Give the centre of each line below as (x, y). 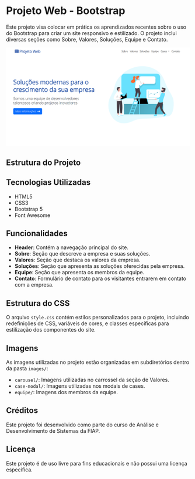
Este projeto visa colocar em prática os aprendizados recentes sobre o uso (96, 27)
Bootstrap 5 (29, 209)
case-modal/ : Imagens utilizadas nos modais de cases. (80, 386)
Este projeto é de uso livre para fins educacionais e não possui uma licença (97, 463)
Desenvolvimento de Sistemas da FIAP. (53, 430)
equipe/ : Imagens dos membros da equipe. (66, 392)
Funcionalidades (37, 234)
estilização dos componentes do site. (51, 330)
